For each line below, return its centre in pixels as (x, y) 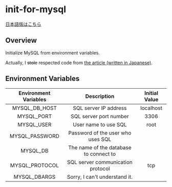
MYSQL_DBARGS (35, 177)
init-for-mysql (36, 9)
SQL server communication (100, 162)
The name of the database (100, 147)
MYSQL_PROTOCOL (35, 165)
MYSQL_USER (35, 124)
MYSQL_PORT (35, 116)
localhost (151, 108)
